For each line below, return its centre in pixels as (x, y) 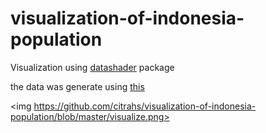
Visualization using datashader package (92, 67)
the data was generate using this (77, 86)
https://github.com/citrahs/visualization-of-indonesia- (145, 106)
